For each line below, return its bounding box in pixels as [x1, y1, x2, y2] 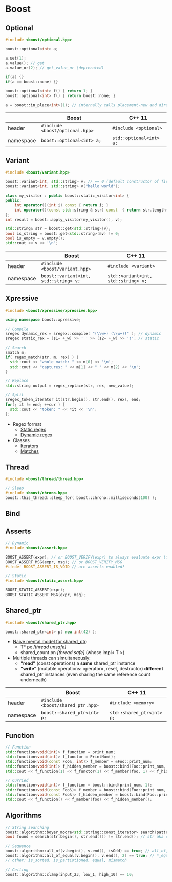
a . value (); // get [5, 60, 45, 66]
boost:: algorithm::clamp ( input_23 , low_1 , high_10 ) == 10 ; [5, 872, 134, 877]
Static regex [20, 426, 46, 432]
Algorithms [5, 811, 42, 820]
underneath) [20, 677, 47, 683]
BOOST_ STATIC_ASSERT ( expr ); [5, 587, 66, 593]
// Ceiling [5, 867, 29, 872]
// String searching [5, 825, 50, 830]
